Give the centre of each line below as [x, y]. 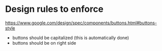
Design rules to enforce [54, 9]
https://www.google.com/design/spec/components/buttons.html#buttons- [81, 23]
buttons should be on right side [44, 43]
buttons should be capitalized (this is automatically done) [71, 38]
